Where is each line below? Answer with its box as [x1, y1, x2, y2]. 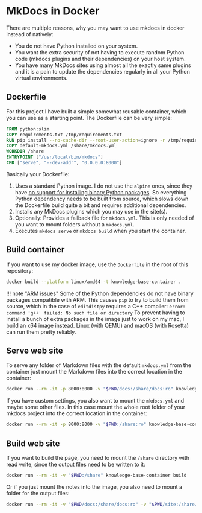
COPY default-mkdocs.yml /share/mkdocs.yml [6, 143, 117, 149]
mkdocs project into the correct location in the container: [6, 410, 147, 417]
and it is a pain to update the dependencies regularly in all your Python [14, 68, 191, 75]
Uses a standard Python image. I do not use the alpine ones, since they [14, 182, 193, 190]
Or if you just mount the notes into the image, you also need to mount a [6, 483, 182, 490]
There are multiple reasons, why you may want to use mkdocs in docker [6, 24, 185, 31]
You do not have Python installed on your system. [14, 42, 138, 49]
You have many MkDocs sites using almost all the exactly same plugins [14, 62, 191, 69]
